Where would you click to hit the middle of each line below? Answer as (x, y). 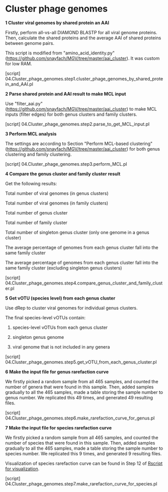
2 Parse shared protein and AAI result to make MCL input (66, 94)
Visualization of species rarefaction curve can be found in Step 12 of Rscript (84, 463)
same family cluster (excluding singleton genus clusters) (64, 268)
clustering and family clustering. (38, 154)
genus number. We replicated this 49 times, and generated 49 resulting (79, 397)
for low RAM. (19, 63)
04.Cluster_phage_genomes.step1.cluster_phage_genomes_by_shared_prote (84, 79)
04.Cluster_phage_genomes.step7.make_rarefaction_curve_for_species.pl (81, 483)
